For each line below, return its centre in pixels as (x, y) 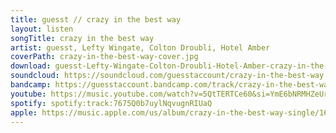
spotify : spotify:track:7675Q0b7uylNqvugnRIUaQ (111, 103)
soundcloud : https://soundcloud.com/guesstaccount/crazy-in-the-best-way (167, 76)
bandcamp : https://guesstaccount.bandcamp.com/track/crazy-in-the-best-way (171, 85)
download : (31, 66)
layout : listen (42, 29)
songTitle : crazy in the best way (82, 38)
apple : (24, 112)
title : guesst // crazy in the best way (96, 19)
